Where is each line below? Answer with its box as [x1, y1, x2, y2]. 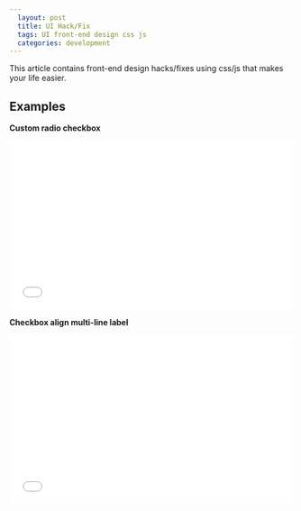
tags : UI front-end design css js [17, 30, 147, 39]
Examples [9, 98, 66, 114]
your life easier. [9, 73, 67, 84]
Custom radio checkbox [9, 123, 101, 133]
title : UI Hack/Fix [17, 22, 91, 31]
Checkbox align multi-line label [9, 317, 129, 328]
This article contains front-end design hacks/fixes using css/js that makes [9, 63, 284, 74]
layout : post [17, 13, 67, 23]
